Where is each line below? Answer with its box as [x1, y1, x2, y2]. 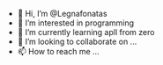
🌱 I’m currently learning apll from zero [17, 27, 155, 37]
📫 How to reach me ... [17, 47, 100, 56]
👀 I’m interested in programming [17, 18, 135, 28]
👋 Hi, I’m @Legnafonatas [17, 9, 107, 18]
